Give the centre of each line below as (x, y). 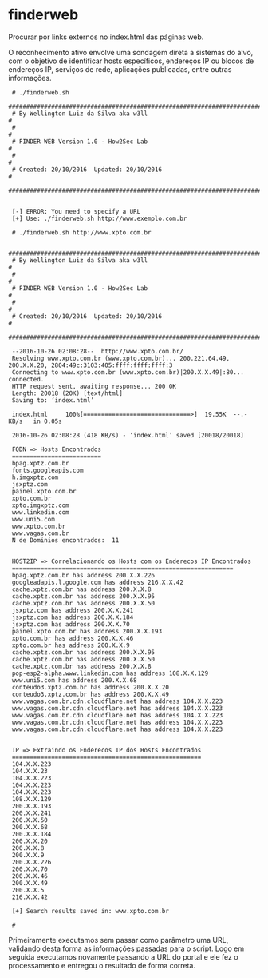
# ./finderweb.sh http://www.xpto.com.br (81, 232)
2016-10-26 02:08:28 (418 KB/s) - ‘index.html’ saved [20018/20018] (128, 435)
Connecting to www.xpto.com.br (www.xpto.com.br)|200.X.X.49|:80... (128, 372)
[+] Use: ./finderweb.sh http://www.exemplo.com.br (99, 218)
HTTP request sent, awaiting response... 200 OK (94, 386)
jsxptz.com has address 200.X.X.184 (73, 617)
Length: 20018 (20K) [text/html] (67, 393)
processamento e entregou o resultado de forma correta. (102, 965)
